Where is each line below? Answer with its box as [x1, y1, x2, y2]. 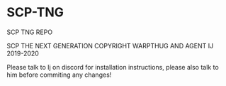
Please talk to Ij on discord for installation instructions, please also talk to [6, 63, 219, 71]
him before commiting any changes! [6, 70, 112, 79]
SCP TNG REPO [6, 28, 53, 36]
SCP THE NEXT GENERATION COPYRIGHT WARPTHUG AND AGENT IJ [6, 41, 214, 50]
